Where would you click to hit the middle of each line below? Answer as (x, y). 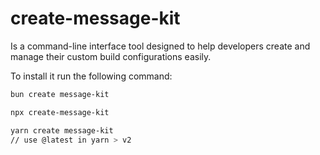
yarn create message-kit (62, 130)
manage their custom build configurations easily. (111, 56)
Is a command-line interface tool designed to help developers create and (160, 46)
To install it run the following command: (91, 76)
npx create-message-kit (60, 112)
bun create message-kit (60, 94)
